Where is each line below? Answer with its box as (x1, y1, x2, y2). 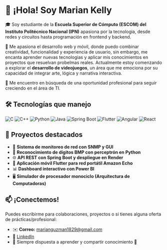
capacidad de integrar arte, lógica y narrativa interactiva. (5, 70, 122, 76)
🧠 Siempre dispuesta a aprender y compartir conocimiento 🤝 (12, 239, 137, 245)
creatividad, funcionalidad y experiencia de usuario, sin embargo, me (5, 48, 148, 54)
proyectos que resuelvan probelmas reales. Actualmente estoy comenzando (5, 59, 162, 65)
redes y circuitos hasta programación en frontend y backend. (5, 33, 131, 39)
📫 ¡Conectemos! (5, 195, 59, 204)
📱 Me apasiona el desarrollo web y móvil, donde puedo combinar (5, 43, 139, 49)
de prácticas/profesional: (5, 216, 57, 222)
